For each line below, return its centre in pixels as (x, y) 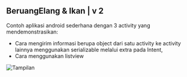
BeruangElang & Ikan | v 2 (55, 11)
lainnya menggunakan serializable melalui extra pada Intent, (89, 50)
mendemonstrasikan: (32, 32)
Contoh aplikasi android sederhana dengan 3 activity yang (78, 25)
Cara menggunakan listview (49, 56)
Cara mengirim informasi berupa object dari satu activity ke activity (98, 43)
